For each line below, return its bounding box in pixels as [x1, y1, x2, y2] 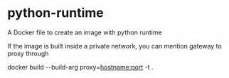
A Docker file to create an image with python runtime [7, 28, 162, 37]
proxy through [7, 49, 49, 58]
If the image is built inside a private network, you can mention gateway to [7, 41, 222, 50]
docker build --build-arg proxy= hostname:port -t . [7, 63, 154, 71]
